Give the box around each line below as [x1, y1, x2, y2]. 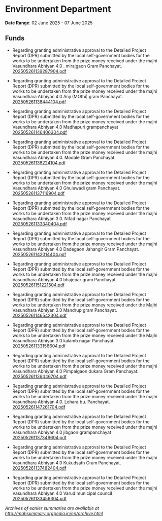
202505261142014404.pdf [12, 251, 66, 257]
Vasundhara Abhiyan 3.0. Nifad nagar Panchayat [12, 216, 111, 222]
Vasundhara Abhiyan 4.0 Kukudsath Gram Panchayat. [12, 460, 121, 466]
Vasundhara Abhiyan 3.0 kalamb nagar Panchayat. [12, 337, 115, 343]
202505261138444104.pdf [12, 99, 66, 105]
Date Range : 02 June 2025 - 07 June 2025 [5, 20, 93, 26]
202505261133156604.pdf [12, 343, 66, 349]
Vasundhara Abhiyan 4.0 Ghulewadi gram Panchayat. [12, 185, 121, 191]
